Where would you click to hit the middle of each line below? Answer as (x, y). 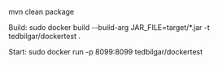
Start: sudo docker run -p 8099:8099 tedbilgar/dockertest (106, 52)
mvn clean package (41, 12)
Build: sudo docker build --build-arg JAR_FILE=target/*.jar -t (109, 27)
